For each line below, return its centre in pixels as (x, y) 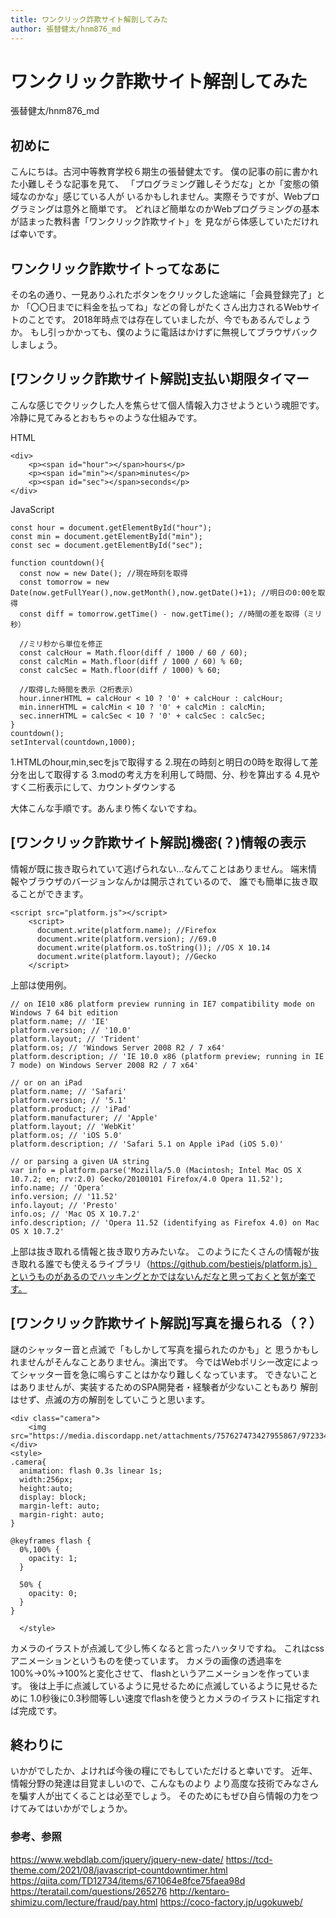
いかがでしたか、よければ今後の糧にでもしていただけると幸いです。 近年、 (164, 1771)
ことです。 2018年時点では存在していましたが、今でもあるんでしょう (169, 320)
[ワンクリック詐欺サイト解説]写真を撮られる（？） (166, 1323)
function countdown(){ (57, 562)
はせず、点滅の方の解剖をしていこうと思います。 (110, 1399)
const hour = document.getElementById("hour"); (111, 527)
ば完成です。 (36, 1710)
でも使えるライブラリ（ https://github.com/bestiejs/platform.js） (185, 1263)
